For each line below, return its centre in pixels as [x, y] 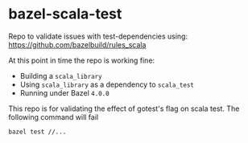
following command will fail [54, 116]
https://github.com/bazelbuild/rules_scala [77, 44]
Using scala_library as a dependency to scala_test [107, 84]
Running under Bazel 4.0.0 [65, 92]
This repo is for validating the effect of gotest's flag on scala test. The [124, 108]
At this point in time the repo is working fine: [82, 60]
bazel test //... [37, 132]
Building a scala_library [61, 76]
